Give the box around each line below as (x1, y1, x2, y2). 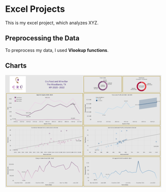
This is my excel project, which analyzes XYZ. (5, 20, 99, 26)
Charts (5, 62, 27, 70)
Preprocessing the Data (5, 34, 80, 42)
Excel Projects (5, 3, 65, 15)
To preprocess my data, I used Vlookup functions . (5, 47, 109, 53)
